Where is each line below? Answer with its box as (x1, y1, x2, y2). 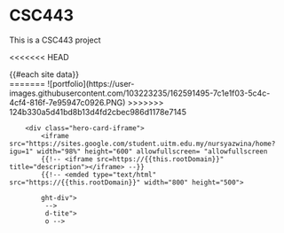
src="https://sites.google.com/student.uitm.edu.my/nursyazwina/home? (9, 139, 276, 148)
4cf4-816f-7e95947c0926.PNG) (9, 97, 126, 107)
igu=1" (9, 147, 34, 156)
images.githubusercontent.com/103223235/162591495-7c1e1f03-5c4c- (9, 88, 271, 98)
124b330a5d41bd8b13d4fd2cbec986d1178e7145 (9, 106, 186, 117)
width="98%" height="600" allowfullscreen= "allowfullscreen (36, 147, 268, 156)
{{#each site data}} (9, 68, 80, 80)
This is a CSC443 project (9, 35, 101, 45)
